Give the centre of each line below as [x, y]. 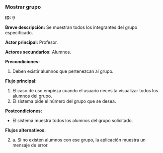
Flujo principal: [21, 81]
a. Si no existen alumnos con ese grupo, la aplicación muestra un [79, 140]
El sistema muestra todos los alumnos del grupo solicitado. [73, 121]
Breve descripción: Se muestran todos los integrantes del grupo [71, 27]
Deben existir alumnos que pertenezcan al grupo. [63, 71]
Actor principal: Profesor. [32, 42]
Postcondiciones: [24, 111]
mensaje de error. [30, 145]
